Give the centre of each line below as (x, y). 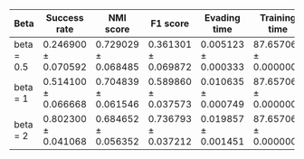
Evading (223, 18)
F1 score (170, 23)
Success (65, 18)
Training (278, 18)
